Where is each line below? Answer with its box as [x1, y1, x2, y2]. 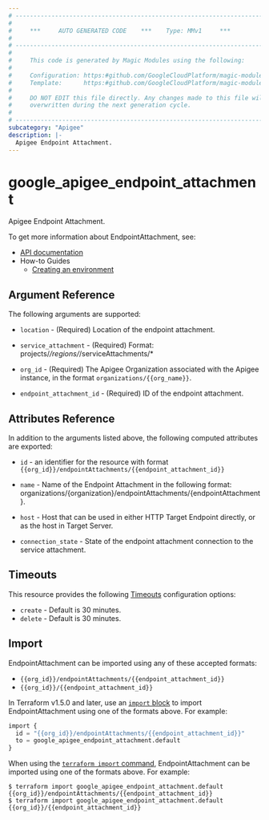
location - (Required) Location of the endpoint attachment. [19, 325, 215, 335]
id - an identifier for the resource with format [19, 457, 169, 467]
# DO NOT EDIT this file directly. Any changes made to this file [8, 94, 249, 102]
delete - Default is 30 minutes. [19, 613, 122, 623]
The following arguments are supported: [8, 310, 142, 319]
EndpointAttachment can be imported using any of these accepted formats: [8, 658, 258, 668]
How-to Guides [19, 256, 70, 266]
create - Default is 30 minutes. [19, 605, 122, 615]
